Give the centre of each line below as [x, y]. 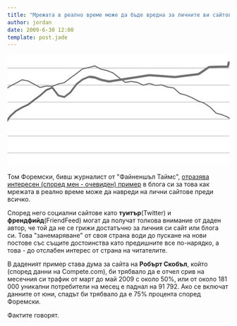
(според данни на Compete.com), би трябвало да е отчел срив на [106, 272]
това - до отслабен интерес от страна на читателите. [87, 250]
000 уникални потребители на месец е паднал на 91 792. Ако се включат [118, 286]
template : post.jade [38, 37]
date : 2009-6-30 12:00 [41, 30]
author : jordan [30, 22]
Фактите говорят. [34, 315]
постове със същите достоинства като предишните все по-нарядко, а [113, 243]
